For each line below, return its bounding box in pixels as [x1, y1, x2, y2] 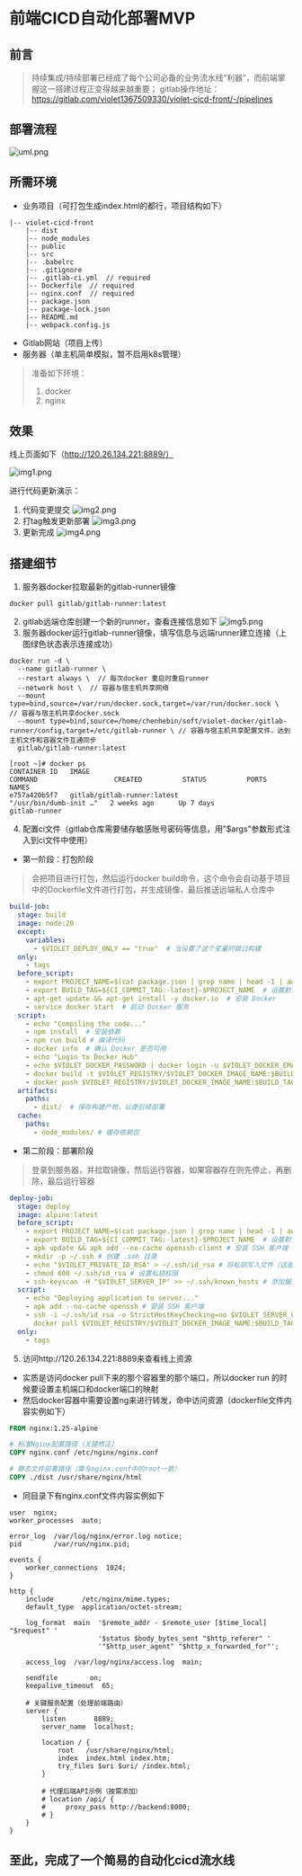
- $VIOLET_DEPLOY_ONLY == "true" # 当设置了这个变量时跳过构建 [32, 944, 262, 953]
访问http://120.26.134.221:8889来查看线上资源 [22, 1353, 192, 1364]
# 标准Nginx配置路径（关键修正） [9, 1440, 119, 1449]
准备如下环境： [31, 368, 87, 378]
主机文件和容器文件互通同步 [9, 736, 97, 745]
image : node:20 [17, 919, 75, 928]
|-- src [25, 249, 54, 259]
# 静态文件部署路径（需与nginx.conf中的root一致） [9, 1464, 182, 1474]
